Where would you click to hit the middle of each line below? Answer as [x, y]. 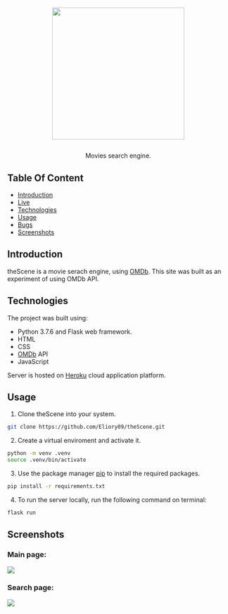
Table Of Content [45, 178]
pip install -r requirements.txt [56, 487]
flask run [22, 513]
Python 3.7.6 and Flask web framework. [75, 332]
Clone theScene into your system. [66, 414]
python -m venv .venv [39, 453]
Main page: [27, 555]
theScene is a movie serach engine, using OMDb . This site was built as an [114, 271]
